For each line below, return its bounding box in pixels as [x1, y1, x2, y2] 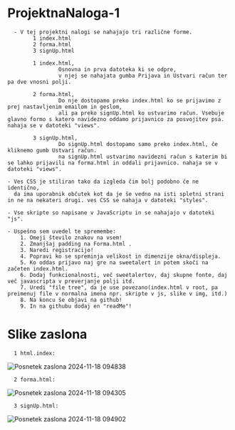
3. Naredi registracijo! [20, 246, 94, 253]
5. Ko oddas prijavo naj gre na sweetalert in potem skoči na [20, 258, 209, 266]
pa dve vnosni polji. [7, 78, 72, 85]
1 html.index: [14, 350, 56, 357]
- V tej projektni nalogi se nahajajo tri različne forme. [14, 28, 193, 36]
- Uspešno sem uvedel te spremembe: [7, 228, 116, 235]
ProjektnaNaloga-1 [7, 5, 120, 21]
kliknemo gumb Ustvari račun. [7, 147, 98, 154]
